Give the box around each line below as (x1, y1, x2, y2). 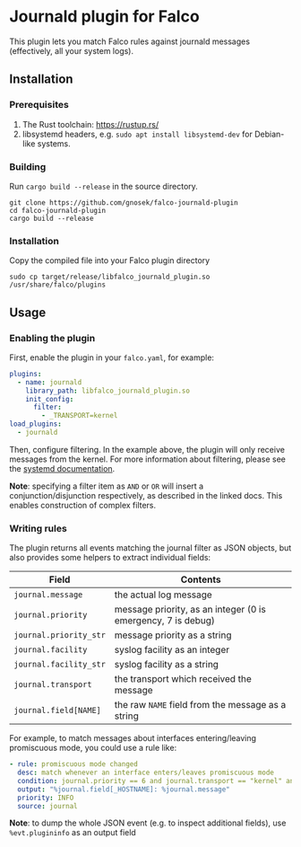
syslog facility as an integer (114, 644, 230, 657)
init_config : (25, 394, 74, 403)
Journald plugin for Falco (9, 6, 200, 27)
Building (9, 160, 47, 172)
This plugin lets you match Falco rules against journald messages (9, 36, 251, 47)
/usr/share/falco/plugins (9, 280, 106, 289)
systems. (37, 137, 71, 149)
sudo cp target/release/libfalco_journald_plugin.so (9, 272, 211, 282)
